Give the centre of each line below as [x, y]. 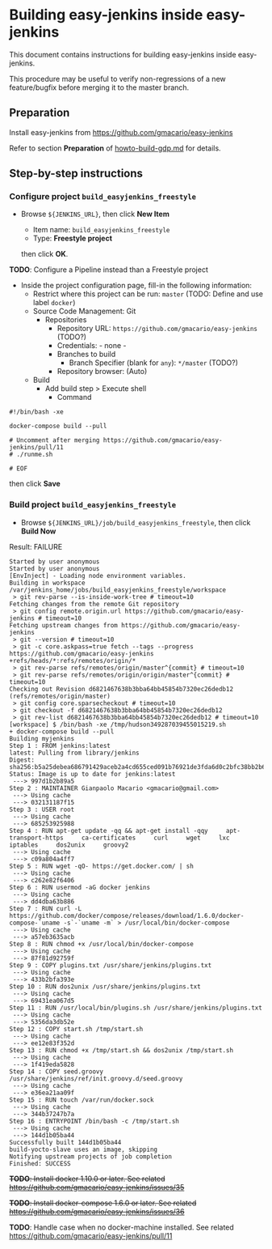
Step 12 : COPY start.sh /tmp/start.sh [76, 1029]
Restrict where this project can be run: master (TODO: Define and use [148, 294]
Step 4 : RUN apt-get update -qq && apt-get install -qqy [109, 831]
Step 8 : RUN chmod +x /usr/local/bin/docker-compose [102, 944]
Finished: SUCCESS [40, 1163]
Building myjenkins [42, 738]
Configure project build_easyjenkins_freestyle [103, 197]
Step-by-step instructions [76, 174]
